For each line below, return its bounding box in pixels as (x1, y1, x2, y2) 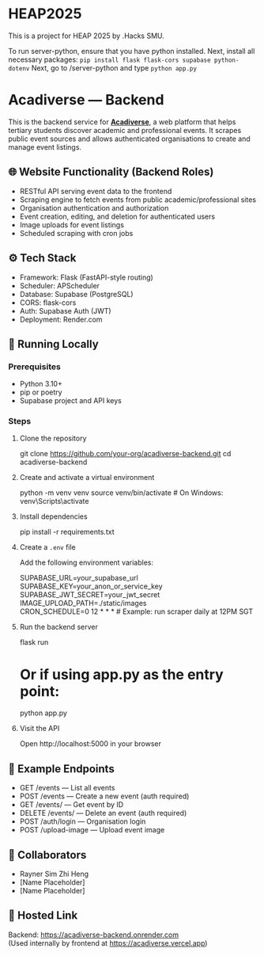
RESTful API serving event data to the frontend (19, 186, 172, 196)
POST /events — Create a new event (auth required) (19, 791, 190, 801)
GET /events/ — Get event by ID (19, 800, 124, 809)
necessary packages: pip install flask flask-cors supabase (8, 55, 211, 64)
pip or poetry (19, 387, 62, 397)
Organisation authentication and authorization (19, 203, 169, 212)
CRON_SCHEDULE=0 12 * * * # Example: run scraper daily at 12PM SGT (19, 607, 254, 616)
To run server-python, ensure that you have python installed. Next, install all (8, 46, 255, 55)
